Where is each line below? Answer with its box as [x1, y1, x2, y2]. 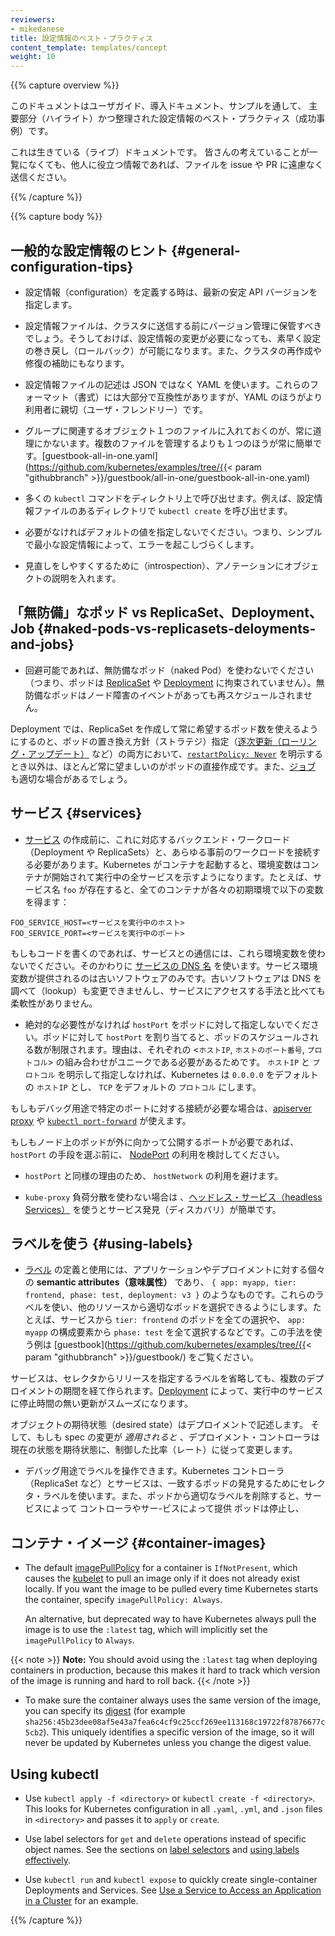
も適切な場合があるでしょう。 [10, 772, 133, 785]
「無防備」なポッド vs [10, 604, 148, 621]
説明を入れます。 [51, 572, 122, 584]
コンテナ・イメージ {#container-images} [10, 1534, 267, 1551]
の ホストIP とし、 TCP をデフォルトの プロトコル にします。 [24, 1081, 262, 1093]
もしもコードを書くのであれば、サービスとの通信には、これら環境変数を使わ [10, 947, 326, 959]
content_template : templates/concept [10, 42, 168, 53]
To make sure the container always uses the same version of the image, [24, 1694, 322, 1706]
